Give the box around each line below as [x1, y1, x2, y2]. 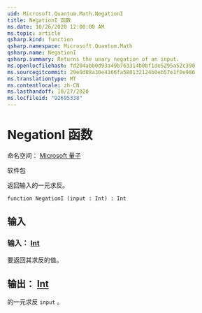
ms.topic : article [7, 29, 61, 37]
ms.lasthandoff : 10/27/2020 [7, 88, 89, 95]
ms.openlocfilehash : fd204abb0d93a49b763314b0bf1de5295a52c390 [7, 62, 196, 69]
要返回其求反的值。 [7, 256, 63, 264]
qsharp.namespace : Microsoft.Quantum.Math [7, 43, 133, 50]
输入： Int [7, 238, 40, 248]
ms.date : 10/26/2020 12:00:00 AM [7, 23, 105, 30]
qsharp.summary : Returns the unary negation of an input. [7, 56, 180, 63]
